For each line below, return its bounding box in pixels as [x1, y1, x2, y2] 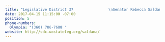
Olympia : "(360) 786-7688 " [9, 25, 67, 30]
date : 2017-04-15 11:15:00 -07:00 [5, 12, 76, 16]
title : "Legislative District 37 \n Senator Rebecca [5, 7, 146, 12]
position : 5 [5, 16, 29, 21]
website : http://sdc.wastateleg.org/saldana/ [5, 29, 100, 34]
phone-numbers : [5, 20, 36, 26]
